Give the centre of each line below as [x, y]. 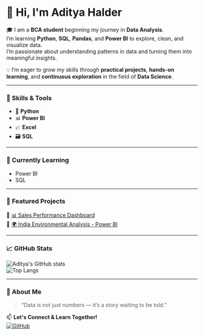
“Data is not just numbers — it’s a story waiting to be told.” [94, 305]
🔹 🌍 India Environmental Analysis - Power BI [62, 224]
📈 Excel [25, 127]
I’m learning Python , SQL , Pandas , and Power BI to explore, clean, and [95, 38]
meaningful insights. [32, 58]
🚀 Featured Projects [36, 202]
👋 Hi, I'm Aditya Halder [64, 12]
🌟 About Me [24, 292]
